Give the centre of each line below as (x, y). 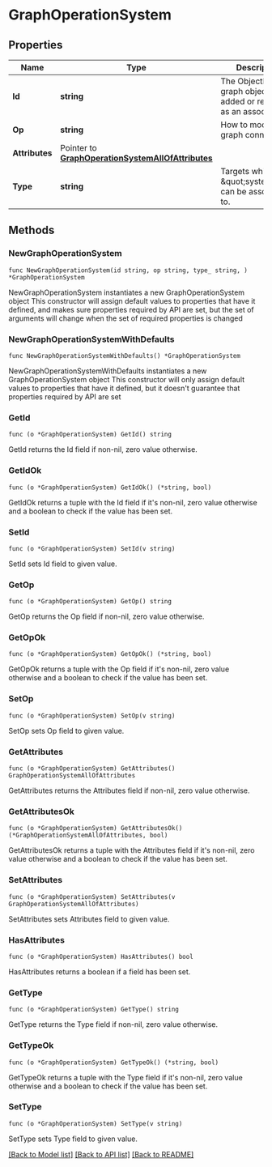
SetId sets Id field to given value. (63, 564)
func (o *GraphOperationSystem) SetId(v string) (92, 548)
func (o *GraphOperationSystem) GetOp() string (90, 602)
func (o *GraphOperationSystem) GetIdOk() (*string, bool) (110, 488)
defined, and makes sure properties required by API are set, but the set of (132, 309)
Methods (32, 230)
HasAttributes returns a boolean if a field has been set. (100, 971)
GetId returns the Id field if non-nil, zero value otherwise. (103, 449)
